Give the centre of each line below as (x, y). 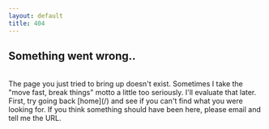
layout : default (36, 16)
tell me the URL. (35, 119)
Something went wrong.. (72, 56)
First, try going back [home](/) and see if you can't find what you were (126, 101)
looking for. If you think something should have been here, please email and (134, 110)
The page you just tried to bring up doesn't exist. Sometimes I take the (126, 84)
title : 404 (27, 23)
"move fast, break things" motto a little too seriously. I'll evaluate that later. (132, 93)
